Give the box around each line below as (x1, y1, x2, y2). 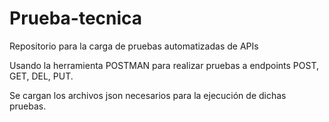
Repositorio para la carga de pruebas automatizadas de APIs (9, 40, 259, 52)
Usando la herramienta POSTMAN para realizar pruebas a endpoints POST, (9, 59, 319, 71)
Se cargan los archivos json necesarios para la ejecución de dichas (9, 89, 287, 101)
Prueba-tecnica (9, 7, 143, 30)
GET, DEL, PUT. (9, 70, 74, 82)
